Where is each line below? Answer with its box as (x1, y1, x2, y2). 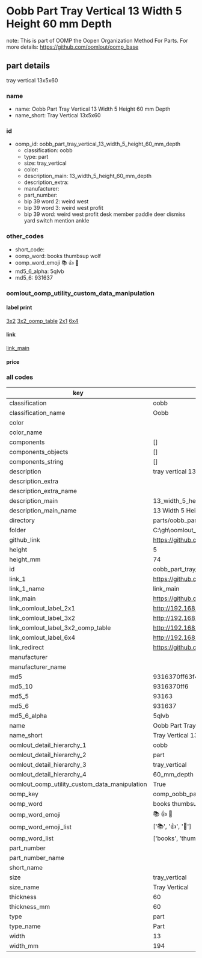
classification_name (9, 408, 66, 417)
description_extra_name (9, 487, 77, 495)
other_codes (6, 232, 44, 241)
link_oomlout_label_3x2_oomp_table (9, 624, 111, 632)
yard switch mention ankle (23, 217, 90, 224)
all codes (6, 373, 34, 381)
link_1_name (9, 585, 45, 593)
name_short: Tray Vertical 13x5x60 (14, 112, 101, 119)
